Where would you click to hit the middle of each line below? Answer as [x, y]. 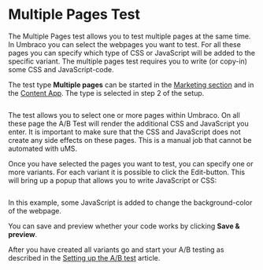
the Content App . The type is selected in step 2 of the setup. [106, 93]
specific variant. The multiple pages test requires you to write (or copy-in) [128, 61]
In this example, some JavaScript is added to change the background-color [130, 202]
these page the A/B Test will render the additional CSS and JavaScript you [129, 123]
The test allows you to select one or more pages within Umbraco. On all [124, 115]
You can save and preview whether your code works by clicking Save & [124, 226]
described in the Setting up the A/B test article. [84, 257]
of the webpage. [35, 210]
